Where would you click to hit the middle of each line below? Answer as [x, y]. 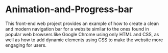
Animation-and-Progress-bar [69, 9]
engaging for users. [26, 45]
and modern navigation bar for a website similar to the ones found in [77, 29]
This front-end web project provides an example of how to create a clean [82, 23]
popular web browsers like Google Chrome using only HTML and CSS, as [82, 34]
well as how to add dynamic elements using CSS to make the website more [84, 40]
